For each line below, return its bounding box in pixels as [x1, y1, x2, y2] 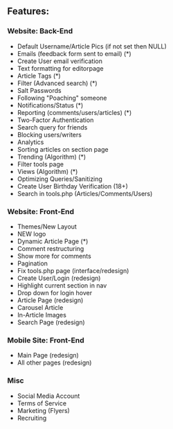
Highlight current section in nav [17, 281, 107, 290]
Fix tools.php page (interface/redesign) [17, 266, 129, 274]
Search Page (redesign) [17, 318, 85, 326]
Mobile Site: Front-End [7, 335, 84, 345]
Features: [7, 6, 50, 17]
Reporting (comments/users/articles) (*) [17, 108, 132, 116]
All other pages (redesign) [17, 358, 92, 367]
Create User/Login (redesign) [17, 274, 101, 282]
